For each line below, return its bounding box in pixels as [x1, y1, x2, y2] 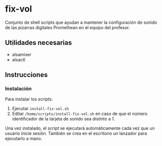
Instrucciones [5, 71, 48, 79]
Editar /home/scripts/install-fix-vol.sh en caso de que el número [12, 111, 147, 117]
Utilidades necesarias [5, 39, 72, 47]
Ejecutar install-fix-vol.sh [12, 106, 69, 112]
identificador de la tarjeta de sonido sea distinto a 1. [12, 116, 115, 122]
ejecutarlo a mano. [5, 136, 43, 142]
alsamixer [12, 51, 31, 57]
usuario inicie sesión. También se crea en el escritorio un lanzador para [5, 130, 147, 136]
